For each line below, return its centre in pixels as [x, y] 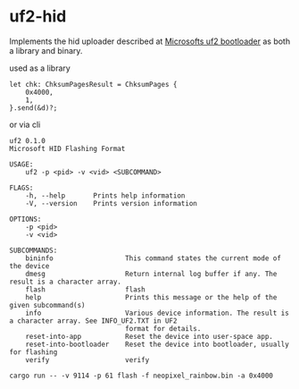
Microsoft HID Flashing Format [67, 148]
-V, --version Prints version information [112, 203]
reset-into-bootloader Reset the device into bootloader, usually [158, 344]
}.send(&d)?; [33, 108]
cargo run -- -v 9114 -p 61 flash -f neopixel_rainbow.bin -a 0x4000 [141, 376]
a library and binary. [46, 50]
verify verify [87, 359]
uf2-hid [38, 17]
